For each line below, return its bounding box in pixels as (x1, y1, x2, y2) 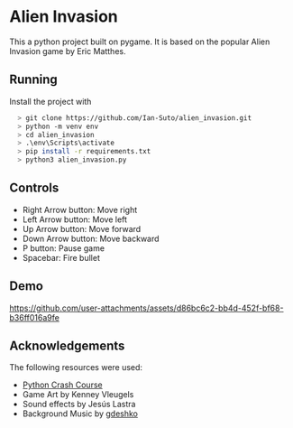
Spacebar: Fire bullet (22, 252, 101, 263)
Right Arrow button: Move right (22, 204, 138, 215)
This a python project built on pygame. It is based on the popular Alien (9, 36, 270, 47)
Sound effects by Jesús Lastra (22, 399, 136, 410)
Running (9, 72, 59, 88)
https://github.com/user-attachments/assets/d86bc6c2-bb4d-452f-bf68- (9, 302, 284, 313)
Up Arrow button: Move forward (22, 223, 142, 234)
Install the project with (9, 96, 92, 107)
